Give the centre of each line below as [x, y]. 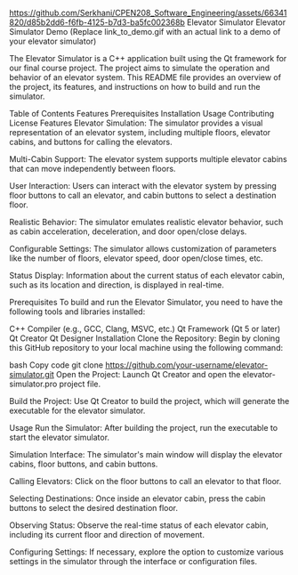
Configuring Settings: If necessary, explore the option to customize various [147, 552]
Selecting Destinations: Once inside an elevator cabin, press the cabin [137, 498]
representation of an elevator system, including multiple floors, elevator [140, 132]
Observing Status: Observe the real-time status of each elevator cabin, [139, 525]
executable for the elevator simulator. [77, 410]
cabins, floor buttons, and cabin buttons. [84, 464]
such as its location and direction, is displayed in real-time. [117, 285]
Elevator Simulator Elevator [236, 22]
